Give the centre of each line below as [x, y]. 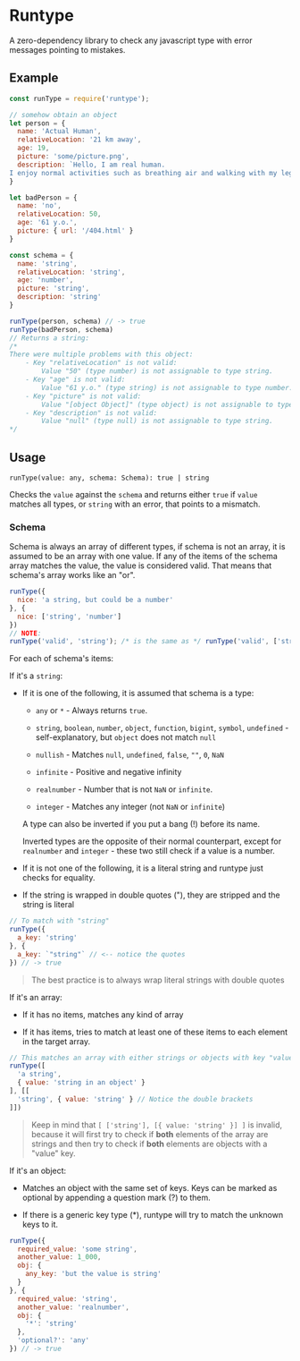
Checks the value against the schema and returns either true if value [133, 494]
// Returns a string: [50, 338]
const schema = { [42, 255]
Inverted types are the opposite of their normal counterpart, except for [152, 841]
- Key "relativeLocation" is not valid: [101, 363]
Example [34, 78]
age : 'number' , [46, 280]
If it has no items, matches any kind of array [103, 1014]
